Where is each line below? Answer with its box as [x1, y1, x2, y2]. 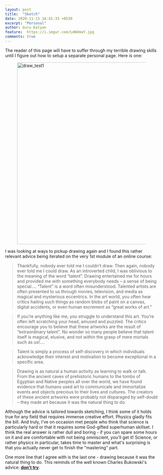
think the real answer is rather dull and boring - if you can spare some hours [5, 429, 157, 435]
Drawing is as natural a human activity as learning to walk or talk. [16, 368, 147, 374]
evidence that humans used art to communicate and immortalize [16, 384, 146, 390]
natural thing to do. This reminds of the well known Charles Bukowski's [5, 459, 147, 465]
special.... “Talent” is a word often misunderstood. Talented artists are [16, 283, 156, 289]
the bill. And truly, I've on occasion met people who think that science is [5, 419, 149, 425]
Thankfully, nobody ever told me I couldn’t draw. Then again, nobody [16, 262, 155, 268]
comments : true [5, 34, 36, 39]
